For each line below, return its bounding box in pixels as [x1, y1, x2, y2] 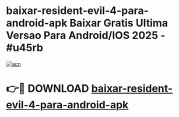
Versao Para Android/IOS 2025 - [6, 29, 166, 42]
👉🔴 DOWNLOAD [6, 82, 89, 95]
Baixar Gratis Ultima [69, 16, 168, 30]
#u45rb [6, 41, 44, 55]
